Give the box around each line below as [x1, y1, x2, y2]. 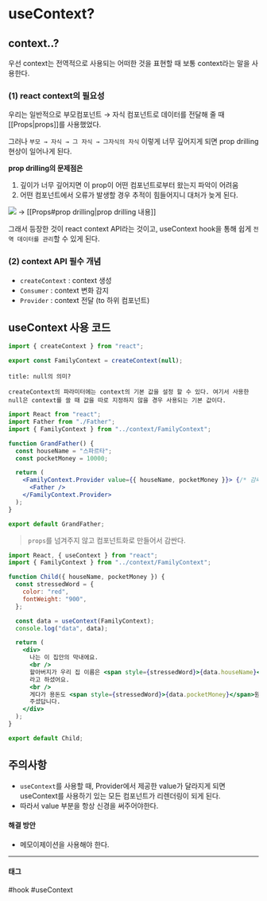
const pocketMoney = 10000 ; [15, 454, 109, 462]
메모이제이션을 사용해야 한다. [19, 840, 110, 849]
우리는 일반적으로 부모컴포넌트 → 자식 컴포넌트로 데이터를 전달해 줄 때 [8, 110, 225, 119]
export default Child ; [8, 734, 83, 742]
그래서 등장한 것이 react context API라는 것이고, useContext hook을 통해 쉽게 [8, 224, 252, 234]
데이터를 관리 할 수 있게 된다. [17, 234, 101, 243]
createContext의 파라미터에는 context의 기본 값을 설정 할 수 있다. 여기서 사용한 [8, 388, 250, 396]
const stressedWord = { [15, 581, 94, 588]
